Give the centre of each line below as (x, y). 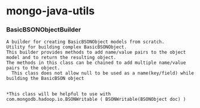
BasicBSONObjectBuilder (44, 30)
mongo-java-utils (50, 11)
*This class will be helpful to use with (59, 94)
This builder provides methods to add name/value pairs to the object (96, 53)
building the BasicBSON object (45, 79)
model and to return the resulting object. (61, 58)
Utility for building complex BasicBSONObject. (67, 47)
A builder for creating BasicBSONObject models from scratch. (85, 42)
